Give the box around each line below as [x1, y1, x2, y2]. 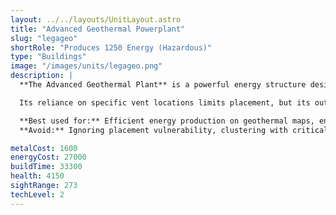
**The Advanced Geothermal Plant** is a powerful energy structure [19, 80, 307, 90]
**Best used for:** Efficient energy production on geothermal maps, [19, 116, 315, 126]
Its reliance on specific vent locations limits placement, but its [19, 97, 311, 108]
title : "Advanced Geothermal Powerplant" [10, 24, 186, 34]
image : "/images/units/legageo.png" [10, 61, 163, 71]
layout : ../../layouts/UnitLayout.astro [10, 14, 182, 25]
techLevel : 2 [10, 189, 65, 200]
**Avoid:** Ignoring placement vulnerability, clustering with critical [19, 125, 329, 135]
